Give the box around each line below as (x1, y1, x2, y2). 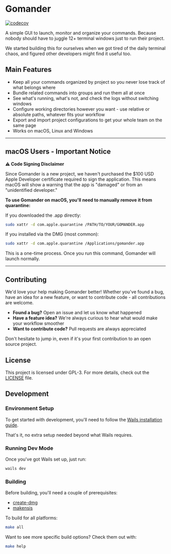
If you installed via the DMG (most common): (5, 231, 99, 237)
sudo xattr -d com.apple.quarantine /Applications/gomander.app (5, 241, 145, 246)
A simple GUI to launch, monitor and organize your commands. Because (5, 30, 156, 36)
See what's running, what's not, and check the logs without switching (12, 95, 159, 101)
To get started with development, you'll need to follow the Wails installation (5, 416, 162, 422)
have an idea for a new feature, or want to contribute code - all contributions (5, 294, 166, 300)
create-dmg (12, 499, 38, 506)
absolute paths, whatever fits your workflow (12, 111, 105, 117)
